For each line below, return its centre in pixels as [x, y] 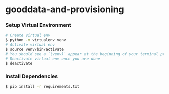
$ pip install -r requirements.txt [43, 86]
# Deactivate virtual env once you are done [53, 59]
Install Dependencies [32, 76]
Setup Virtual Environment [38, 25]
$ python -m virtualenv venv [36, 40]
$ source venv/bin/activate [35, 50]
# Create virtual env [28, 35]
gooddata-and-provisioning [65, 9]
